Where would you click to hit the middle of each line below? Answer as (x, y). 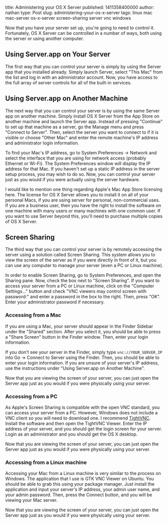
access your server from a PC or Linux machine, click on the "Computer (80, 286)
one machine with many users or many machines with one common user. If (83, 211)
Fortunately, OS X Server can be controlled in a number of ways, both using (83, 33)
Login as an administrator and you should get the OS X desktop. (71, 434)
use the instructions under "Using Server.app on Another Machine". (75, 368)
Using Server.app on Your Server (58, 54)
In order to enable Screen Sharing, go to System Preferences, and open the (83, 275)
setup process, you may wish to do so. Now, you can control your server (80, 174)
